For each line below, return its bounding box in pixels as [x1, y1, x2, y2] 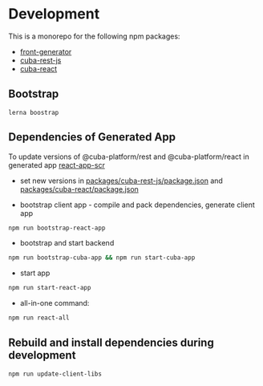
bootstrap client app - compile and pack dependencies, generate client [19, 200, 255, 209]
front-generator [19, 47, 72, 56]
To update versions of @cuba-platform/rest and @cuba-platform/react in [8, 152, 250, 161]
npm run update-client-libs [8, 370, 103, 378]
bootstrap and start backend [19, 238, 115, 248]
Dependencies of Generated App [8, 130, 176, 144]
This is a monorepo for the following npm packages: [8, 31, 180, 41]
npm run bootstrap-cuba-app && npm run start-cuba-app [8, 254, 196, 262]
